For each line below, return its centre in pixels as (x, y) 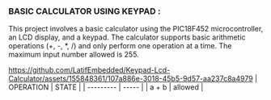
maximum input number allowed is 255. (74, 55)
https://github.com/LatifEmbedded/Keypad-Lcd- (89, 70)
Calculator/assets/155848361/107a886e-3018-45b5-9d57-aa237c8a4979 (131, 79)
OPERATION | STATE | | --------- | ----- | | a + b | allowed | (106, 87)
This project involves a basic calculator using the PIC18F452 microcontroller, (136, 29)
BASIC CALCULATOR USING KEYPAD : (85, 11)
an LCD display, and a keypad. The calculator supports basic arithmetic (127, 37)
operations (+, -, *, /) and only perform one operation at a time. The (120, 46)
